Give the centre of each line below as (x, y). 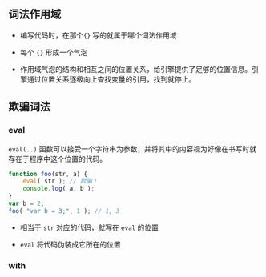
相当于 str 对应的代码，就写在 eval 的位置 (89, 227)
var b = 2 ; (26, 203)
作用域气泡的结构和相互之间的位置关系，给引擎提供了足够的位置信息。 (136, 69)
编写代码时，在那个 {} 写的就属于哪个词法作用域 (99, 35)
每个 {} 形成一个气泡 (54, 52)
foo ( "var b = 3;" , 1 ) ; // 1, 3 (64, 211)
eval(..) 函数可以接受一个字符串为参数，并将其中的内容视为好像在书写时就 (133, 149)
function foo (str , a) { (48, 174)
